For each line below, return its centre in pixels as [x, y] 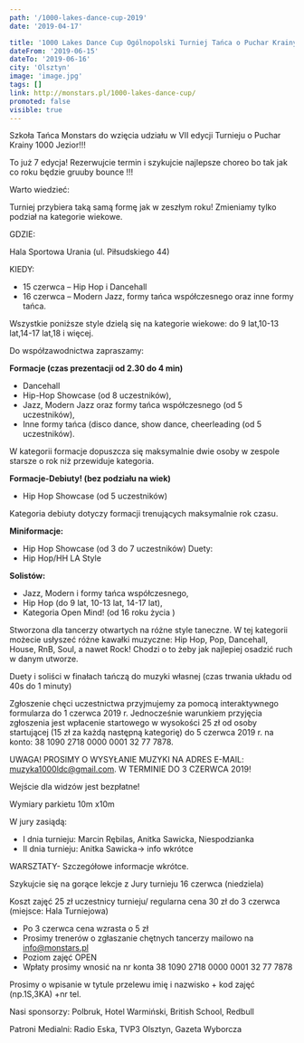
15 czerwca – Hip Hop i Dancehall [85, 287]
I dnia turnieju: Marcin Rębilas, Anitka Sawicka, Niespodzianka [138, 839]
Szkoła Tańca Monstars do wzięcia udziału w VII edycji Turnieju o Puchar [145, 136]
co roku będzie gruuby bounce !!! [71, 172]
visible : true [36, 109]
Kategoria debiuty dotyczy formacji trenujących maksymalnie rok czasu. [144, 514]
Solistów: [28, 576]
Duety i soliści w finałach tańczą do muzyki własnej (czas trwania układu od [151, 677]
